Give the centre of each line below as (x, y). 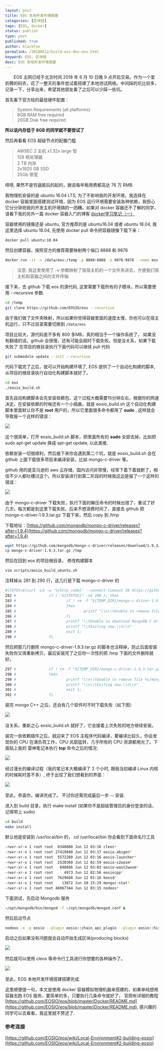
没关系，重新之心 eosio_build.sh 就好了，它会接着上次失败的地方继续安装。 (81, 726)
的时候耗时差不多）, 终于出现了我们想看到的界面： (55, 775)
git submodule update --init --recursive (48, 356)
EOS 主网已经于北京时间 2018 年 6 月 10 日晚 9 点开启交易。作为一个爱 (84, 77)
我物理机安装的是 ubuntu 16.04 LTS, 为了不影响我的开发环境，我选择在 (76, 196)
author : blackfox (23, 47)
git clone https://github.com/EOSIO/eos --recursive (60, 308)
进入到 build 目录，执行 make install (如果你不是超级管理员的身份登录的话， (81, 806)
